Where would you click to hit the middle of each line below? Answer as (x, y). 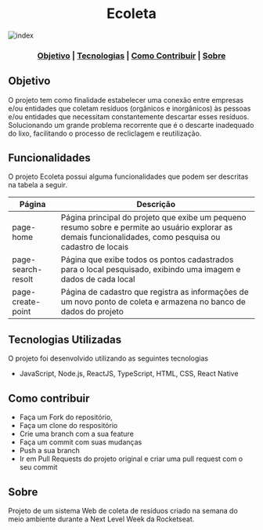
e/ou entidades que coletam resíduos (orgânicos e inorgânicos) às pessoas (130, 108)
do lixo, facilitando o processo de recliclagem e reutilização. (105, 133)
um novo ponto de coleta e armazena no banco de (153, 302)
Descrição (156, 205)
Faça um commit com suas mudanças (81, 442)
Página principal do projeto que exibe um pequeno (153, 218)
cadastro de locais (95, 247)
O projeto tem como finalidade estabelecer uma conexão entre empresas (126, 100)
